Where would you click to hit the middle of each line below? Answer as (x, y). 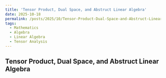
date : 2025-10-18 (23, 14)
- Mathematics (24, 28)
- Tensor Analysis (29, 42)
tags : (11, 23)
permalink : (16, 19)
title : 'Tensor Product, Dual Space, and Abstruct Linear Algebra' (76, 10)
